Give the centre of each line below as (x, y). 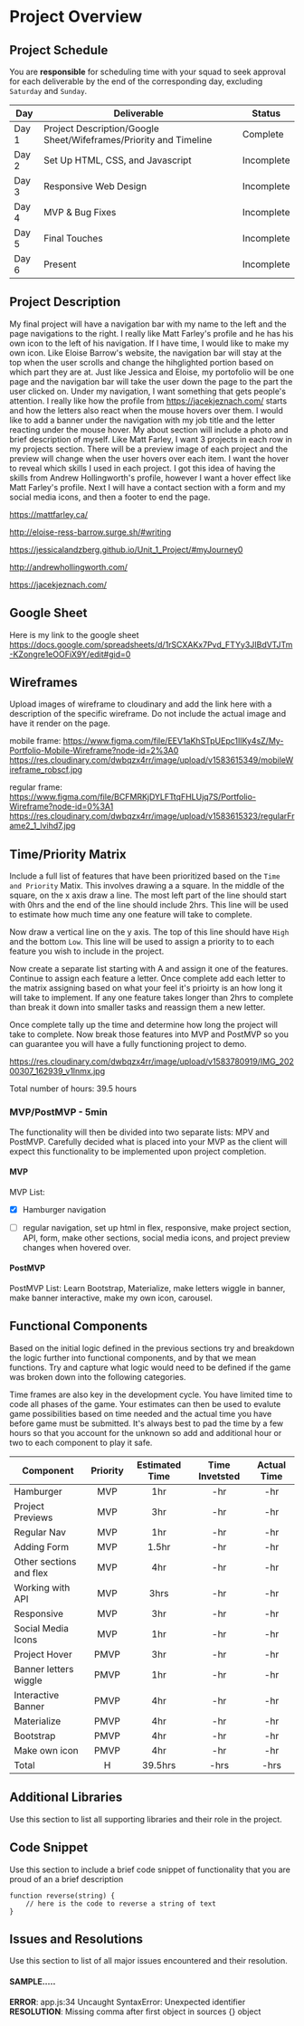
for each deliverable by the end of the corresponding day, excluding (136, 81)
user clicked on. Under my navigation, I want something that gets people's (148, 391)
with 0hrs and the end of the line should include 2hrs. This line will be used (149, 905)
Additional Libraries (66, 1798)
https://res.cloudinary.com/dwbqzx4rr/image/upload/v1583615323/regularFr (152, 816)
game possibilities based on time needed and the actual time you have (141, 1413)
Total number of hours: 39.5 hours (73, 1089)
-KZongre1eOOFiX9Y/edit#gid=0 (70, 654)
